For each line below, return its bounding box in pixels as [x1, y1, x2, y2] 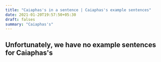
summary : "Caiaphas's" [5, 21, 53, 27]
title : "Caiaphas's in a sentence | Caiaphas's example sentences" [5, 7, 152, 13]
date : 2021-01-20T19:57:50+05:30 [5, 12, 76, 17]
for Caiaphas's [5, 48, 53, 57]
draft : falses [5, 17, 36, 22]
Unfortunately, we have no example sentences [5, 40, 156, 49]
